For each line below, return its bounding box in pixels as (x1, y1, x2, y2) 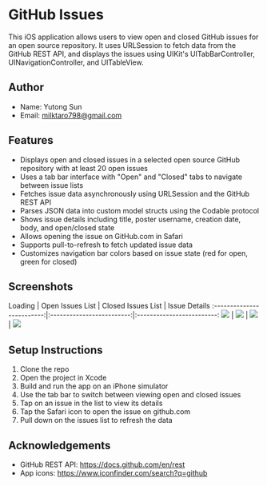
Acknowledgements (8, 438, 111, 452)
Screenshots (8, 280, 74, 293)
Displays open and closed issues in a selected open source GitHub (19, 154, 241, 165)
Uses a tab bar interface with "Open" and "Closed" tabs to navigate (19, 172, 242, 181)
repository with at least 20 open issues (19, 163, 149, 173)
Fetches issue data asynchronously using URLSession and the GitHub (19, 189, 250, 198)
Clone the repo (19, 364, 70, 374)
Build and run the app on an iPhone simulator (19, 381, 169, 391)
